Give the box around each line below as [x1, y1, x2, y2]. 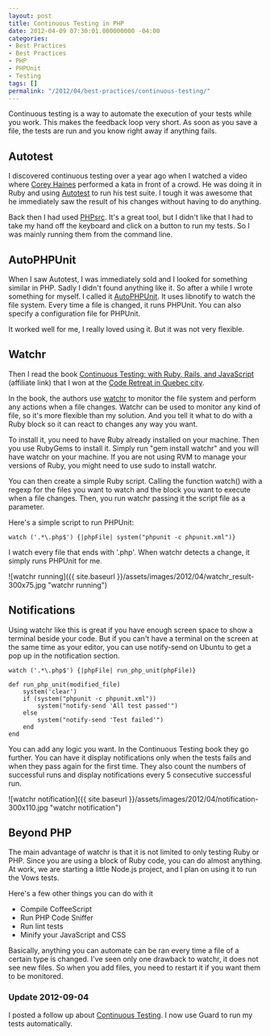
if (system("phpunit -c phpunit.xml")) [23, 694, 157, 703]
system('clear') [23, 687, 78, 695]
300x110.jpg [8, 803, 48, 812]
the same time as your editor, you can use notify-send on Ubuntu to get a [8, 642, 251, 652]
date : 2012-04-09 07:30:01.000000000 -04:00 [8, 27, 160, 35]
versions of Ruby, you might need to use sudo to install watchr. [8, 460, 218, 470]
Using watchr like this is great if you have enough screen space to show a [8, 625, 254, 635]
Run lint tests [19, 921, 64, 931]
